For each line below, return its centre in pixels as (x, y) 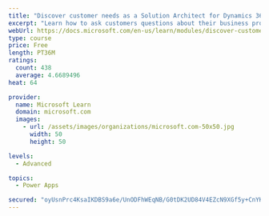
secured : (23, 200)
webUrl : (21, 30)
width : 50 (46, 134)
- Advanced (34, 164)
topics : (21, 178)
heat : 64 (23, 82)
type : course (30, 38)
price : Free (28, 46)
